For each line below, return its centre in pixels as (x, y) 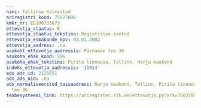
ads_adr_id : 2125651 (32, 73)
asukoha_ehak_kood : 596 (36, 56)
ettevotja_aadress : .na (36, 46)
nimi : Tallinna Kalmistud (38, 12)
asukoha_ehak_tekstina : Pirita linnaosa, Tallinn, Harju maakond (89, 62)
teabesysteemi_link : (32, 95)
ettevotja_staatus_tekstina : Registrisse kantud (68, 34)
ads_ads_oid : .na (28, 79)
